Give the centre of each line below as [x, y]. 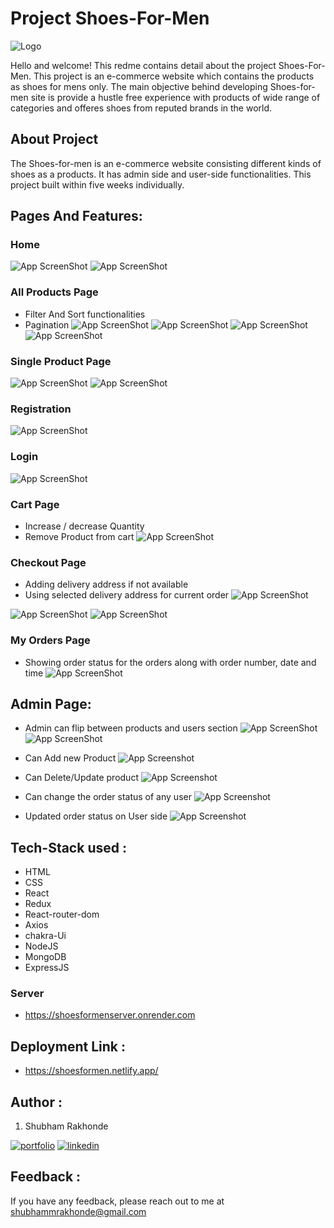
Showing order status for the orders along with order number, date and [170, 662]
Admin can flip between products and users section [131, 728]
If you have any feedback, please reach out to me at [117, 1201]
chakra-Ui [45, 936]
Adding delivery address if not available [106, 584]
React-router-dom [62, 914]
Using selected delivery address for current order [127, 595]
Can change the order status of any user [108, 797]
